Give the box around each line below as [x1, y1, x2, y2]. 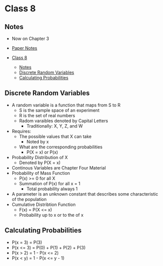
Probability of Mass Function [11, 170, 70, 176]
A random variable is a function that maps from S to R [11, 102, 121, 108]
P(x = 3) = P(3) [11, 239, 42, 245]
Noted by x [26, 138, 49, 144]
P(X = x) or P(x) [26, 149, 59, 155]
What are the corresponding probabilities [19, 144, 103, 150]
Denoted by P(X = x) [19, 160, 61, 166]
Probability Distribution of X [11, 154, 68, 160]
